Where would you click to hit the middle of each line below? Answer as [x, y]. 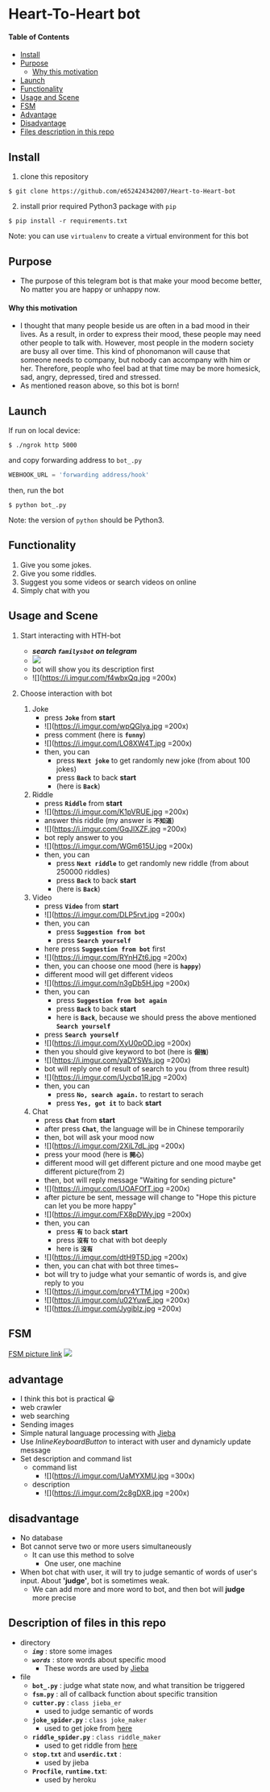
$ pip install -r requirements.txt [68, 221]
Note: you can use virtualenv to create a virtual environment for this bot [129, 236]
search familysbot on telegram [84, 651]
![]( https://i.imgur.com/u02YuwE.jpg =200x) [117, 1299]
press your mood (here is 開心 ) [94, 1154]
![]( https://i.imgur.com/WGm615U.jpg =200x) [118, 846]
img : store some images [72, 1651]
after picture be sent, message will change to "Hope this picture [150, 1197]
